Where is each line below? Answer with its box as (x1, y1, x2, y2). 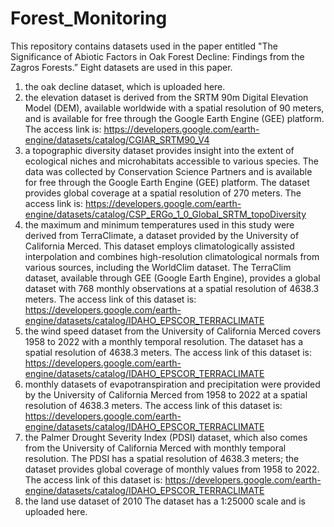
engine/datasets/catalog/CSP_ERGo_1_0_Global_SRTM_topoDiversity (24, 208, 307, 220)
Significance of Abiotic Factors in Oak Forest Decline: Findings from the (10, 50, 305, 62)
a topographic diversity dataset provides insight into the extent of (24, 144, 295, 156)
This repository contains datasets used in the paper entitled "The (10, 40, 278, 52)
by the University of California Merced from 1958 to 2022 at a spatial (24, 388, 308, 401)
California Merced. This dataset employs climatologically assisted (24, 240, 295, 252)
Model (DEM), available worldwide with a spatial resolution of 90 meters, (24, 102, 325, 114)
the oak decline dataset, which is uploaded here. (24, 80, 226, 92)
